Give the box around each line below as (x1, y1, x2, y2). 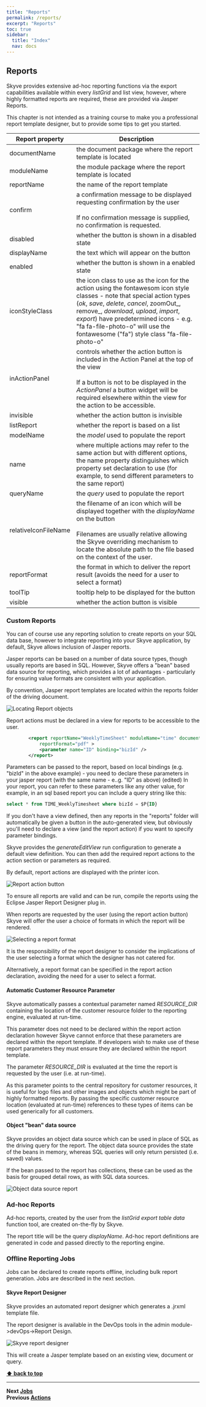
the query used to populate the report (76, 489, 185, 497)
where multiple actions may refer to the (76, 441, 189, 449)
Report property (15, 134, 64, 143)
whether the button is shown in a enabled (76, 258, 196, 267)
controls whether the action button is (76, 347, 183, 356)
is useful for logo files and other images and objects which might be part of (6, 1088, 196, 1095)
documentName (9, 148, 56, 157)
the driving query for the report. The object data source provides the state (6, 1142, 194, 1149)
